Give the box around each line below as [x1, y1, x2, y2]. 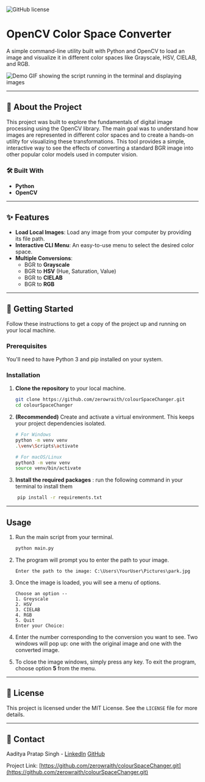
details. [6, 711, 25, 718]
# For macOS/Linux [15, 454, 62, 460]
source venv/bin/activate [15, 465, 81, 471]
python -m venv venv [15, 437, 68, 443]
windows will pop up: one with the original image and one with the [15, 640, 182, 647]
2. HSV [15, 601, 32, 607]
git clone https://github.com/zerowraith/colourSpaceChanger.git [15, 397, 185, 403]
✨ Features [6, 212, 49, 223]
